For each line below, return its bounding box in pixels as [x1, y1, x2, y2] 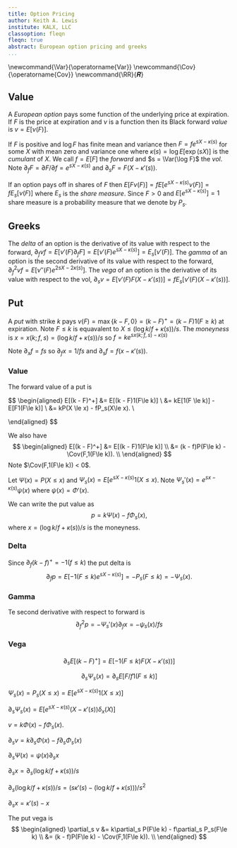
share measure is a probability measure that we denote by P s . [8, 198, 188, 208]
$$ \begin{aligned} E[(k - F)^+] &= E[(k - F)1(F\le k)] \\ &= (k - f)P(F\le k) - [12, 442, 226, 450]
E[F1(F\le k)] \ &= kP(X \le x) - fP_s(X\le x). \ [8, 403, 135, 412]
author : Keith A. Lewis [8, 17, 78, 24]
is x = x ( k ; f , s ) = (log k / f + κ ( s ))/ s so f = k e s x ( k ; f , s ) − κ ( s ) [8, 332, 168, 342]
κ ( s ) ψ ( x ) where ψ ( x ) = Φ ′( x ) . [8, 485, 90, 494]
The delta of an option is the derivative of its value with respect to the [8, 239, 210, 248]
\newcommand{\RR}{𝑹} [75, 70, 144, 79]
